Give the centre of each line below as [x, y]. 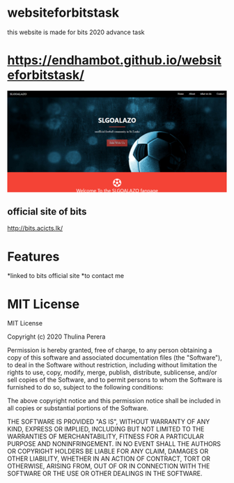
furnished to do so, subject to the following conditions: [85, 388]
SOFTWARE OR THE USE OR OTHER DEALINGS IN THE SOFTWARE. [105, 474]
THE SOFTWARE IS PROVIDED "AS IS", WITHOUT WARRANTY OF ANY [109, 422]
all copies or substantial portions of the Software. [78, 408]
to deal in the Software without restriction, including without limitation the [112, 365]
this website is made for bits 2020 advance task [76, 32]
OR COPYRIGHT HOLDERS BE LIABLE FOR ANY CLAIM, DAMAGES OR [108, 452]
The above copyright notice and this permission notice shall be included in [114, 401]
